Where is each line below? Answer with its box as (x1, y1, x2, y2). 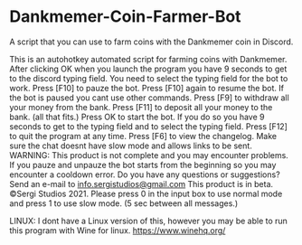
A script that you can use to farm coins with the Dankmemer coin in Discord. (9, 36, 294, 47)
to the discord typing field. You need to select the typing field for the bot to (9, 72, 288, 83)
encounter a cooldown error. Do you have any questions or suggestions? (9, 169, 280, 180)
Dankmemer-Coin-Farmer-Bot (9, 6, 241, 27)
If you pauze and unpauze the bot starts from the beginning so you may (9, 159, 277, 170)
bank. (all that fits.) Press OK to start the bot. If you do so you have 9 (9, 111, 265, 122)
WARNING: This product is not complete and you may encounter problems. (9, 149, 289, 160)
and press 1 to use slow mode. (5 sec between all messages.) (9, 197, 239, 209)
